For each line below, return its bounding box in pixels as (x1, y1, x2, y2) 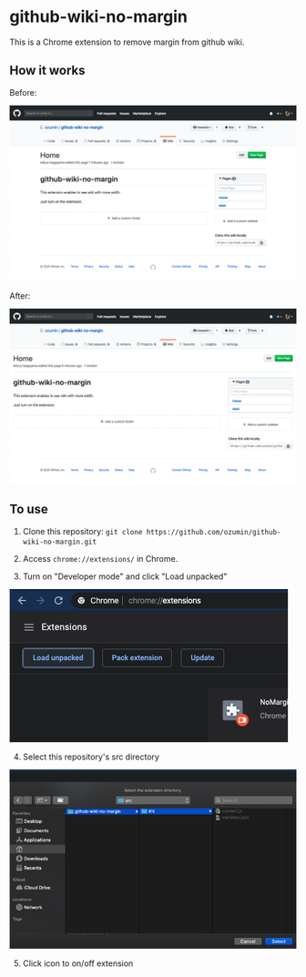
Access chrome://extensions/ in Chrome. (22, 553, 178, 564)
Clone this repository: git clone (22, 525, 143, 536)
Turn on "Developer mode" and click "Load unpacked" (22, 571, 228, 582)
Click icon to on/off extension (22, 958, 134, 969)
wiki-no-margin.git (22, 537, 97, 546)
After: (9, 290, 31, 301)
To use (9, 502, 48, 517)
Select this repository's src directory (22, 751, 159, 762)
